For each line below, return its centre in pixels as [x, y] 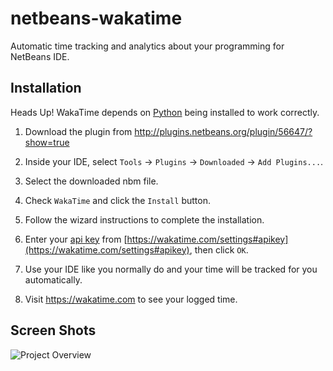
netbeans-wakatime [96, 18]
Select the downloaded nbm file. [91, 181]
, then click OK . [219, 249]
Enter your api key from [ [76, 239]
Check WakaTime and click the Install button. [117, 200]
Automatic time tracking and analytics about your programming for [147, 46]
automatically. [53, 279]
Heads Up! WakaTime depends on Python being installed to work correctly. [165, 112]
